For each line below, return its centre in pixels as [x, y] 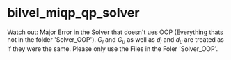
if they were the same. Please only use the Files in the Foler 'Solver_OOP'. [113, 48]
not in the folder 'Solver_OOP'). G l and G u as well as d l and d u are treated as [116, 40]
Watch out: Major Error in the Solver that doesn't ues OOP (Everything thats [115, 32]
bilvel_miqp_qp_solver [73, 13]
